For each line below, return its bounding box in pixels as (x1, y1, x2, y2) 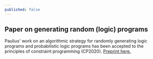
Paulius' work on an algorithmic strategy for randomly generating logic (4, 38, 148, 44)
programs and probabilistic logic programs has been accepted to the (4, 43, 144, 49)
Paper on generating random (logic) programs (4, 25, 148, 34)
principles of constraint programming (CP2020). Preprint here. (4, 48, 131, 54)
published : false (4, 7, 40, 12)
